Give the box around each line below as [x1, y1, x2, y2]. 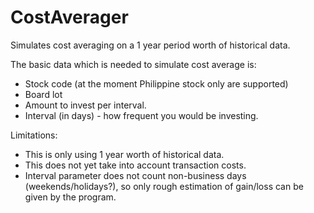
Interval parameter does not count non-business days [24, 169, 247, 181]
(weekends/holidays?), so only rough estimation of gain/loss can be [24, 180, 304, 192]
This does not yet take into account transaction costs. [24, 159, 247, 171]
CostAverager [10, 6, 129, 29]
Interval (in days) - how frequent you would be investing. [24, 109, 259, 121]
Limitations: [10, 129, 58, 141]
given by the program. [24, 191, 117, 203]
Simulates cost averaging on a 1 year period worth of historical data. [10, 39, 291, 51]
